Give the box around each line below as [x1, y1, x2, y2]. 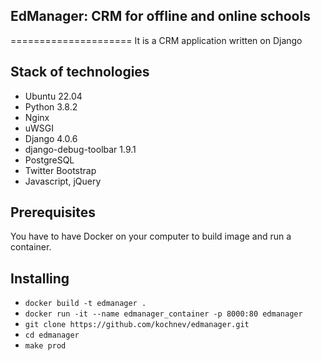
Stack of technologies [10, 64, 150, 81]
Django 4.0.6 [24, 132, 78, 144]
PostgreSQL [24, 154, 75, 166]
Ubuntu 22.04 [24, 90, 83, 102]
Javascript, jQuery [24, 175, 102, 187]
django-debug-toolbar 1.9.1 [24, 143, 137, 155]
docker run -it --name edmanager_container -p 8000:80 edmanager [24, 309, 303, 319]
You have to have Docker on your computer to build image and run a [10, 230, 292, 243]
